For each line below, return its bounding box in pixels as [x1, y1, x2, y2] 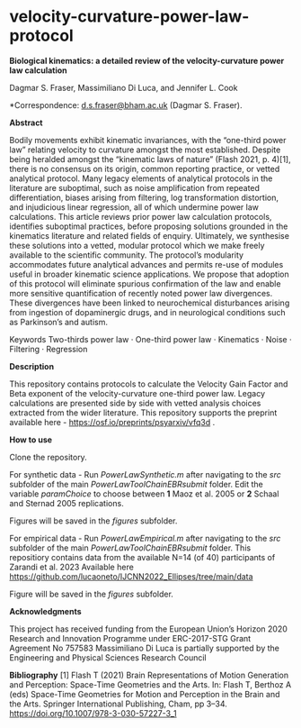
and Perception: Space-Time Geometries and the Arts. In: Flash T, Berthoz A [9, 678, 292, 690]
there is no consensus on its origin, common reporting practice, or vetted [9, 163, 280, 174]
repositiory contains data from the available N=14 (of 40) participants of [9, 551, 276, 562]
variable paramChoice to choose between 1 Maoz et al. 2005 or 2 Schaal [9, 488, 279, 499]
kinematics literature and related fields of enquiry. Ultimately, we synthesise [9, 230, 290, 241]
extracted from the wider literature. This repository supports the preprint [9, 407, 278, 418]
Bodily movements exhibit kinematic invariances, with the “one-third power [9, 134, 287, 145]
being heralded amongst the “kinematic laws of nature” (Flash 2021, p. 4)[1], [9, 153, 292, 164]
